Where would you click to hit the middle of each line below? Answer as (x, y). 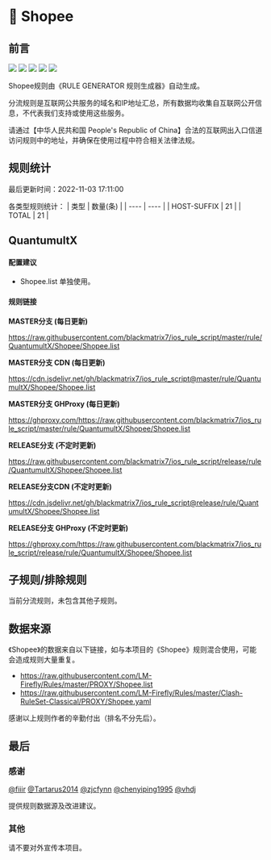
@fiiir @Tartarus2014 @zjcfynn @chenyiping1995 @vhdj (102, 789)
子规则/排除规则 (48, 580)
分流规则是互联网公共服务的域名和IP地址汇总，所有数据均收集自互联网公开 (132, 103)
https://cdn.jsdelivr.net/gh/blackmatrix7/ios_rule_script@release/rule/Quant (134, 503)
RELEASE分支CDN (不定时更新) (60, 486)
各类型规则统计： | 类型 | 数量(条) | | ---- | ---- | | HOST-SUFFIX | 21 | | (125, 206)
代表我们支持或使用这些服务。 (79, 113)
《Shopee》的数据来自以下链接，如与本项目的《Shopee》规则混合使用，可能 (132, 649)
